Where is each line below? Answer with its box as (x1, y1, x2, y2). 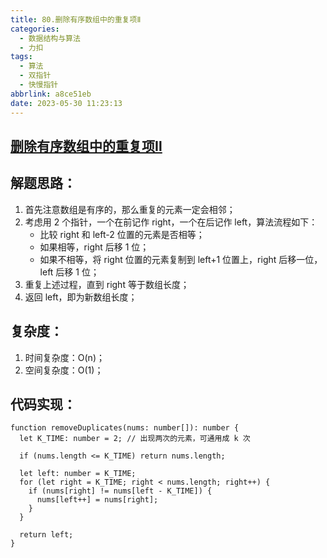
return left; (19, 530, 74, 540)
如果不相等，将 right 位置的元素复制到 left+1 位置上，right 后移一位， (39, 253, 323, 265)
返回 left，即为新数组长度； (24, 291, 138, 303)
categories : (10, 24, 60, 34)
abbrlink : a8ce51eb (10, 89, 92, 99)
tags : (10, 52, 33, 62)
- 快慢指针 (19, 80, 59, 90)
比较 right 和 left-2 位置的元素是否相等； (39, 228, 205, 240)
